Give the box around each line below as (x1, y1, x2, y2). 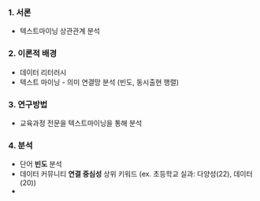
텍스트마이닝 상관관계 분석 (19, 26, 101, 36)
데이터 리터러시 (19, 67, 67, 76)
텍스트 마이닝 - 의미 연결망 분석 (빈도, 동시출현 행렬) (19, 77, 180, 87)
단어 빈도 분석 (19, 159, 62, 169)
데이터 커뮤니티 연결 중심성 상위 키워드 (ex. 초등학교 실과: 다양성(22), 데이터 (19, 169, 254, 179)
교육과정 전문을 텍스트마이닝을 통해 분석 (19, 118, 143, 128)
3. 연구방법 (8, 99, 48, 110)
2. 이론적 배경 (8, 48, 58, 59)
